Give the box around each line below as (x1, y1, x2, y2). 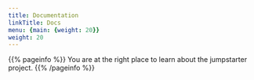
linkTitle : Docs (8, 19, 61, 27)
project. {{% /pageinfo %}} (8, 64, 96, 73)
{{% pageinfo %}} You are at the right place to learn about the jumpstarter (8, 55, 248, 64)
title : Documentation (8, 11, 79, 20)
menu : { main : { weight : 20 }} (8, 26, 100, 34)
